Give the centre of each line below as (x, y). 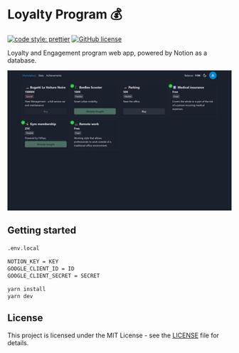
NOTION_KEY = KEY (33, 261)
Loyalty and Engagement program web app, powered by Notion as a (107, 53)
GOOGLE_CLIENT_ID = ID (41, 268)
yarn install (27, 289)
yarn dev (20, 296)
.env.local (23, 248)
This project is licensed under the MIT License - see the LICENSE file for (113, 335)
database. (22, 60)
